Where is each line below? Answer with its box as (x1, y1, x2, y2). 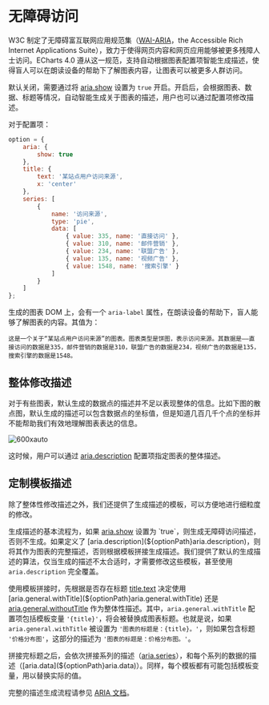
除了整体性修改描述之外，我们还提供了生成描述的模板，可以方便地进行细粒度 (8, 499, 261, 509)
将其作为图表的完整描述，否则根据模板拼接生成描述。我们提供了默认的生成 (8, 546, 254, 556)
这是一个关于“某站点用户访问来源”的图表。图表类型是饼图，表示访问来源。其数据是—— (8, 335, 250, 343)
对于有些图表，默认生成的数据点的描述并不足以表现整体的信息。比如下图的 (8, 398, 254, 408)
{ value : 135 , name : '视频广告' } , (65, 254, 180, 263)
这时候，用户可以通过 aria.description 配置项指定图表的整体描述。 (8, 451, 226, 461)
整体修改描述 (8, 376, 72, 389)
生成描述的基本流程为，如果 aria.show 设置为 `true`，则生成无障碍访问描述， (8, 526, 260, 536)
